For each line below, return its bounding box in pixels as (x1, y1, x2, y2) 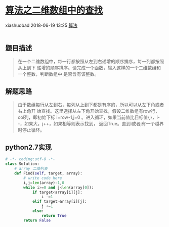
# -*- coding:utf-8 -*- (5, 157, 56, 162)
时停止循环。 (17, 127, 45, 133)
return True (41, 213, 67, 218)
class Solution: (5, 161, 39, 167)
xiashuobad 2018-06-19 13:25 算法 (5, 22, 77, 28)
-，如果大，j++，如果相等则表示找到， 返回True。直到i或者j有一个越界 (17, 120, 164, 126)
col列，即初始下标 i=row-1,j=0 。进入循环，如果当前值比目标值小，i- (17, 114, 160, 120)
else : (32, 208, 44, 213)
